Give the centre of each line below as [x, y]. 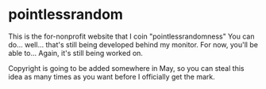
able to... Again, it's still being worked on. [75, 53]
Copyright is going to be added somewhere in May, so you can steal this [126, 68]
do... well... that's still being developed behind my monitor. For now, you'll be [133, 44]
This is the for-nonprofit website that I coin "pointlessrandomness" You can [131, 36]
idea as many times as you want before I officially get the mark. [112, 76]
